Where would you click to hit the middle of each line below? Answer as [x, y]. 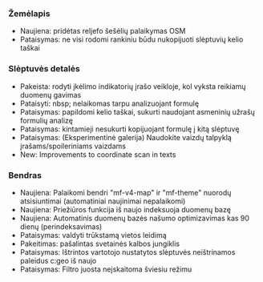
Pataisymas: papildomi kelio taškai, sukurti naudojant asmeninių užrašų [137, 111]
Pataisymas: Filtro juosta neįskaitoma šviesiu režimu [106, 269]
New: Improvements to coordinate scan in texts [98, 154]
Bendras [25, 175]
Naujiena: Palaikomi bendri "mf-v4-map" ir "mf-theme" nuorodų [125, 192]
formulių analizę [47, 120]
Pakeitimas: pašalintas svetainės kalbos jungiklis [100, 244]
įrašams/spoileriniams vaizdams [73, 146]
